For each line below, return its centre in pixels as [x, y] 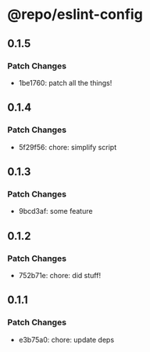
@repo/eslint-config [75, 15]
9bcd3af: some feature [55, 211]
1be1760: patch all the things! [65, 82]
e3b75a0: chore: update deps [66, 339]
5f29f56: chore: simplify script [68, 147]
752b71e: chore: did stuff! [60, 275]
